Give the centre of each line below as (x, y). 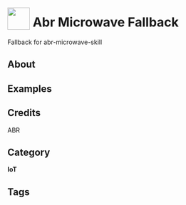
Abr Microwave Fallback (106, 22)
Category (29, 152)
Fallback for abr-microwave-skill (55, 42)
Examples (30, 89)
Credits (24, 113)
